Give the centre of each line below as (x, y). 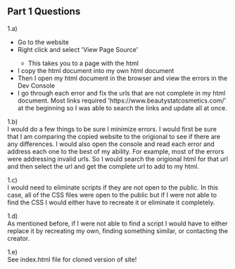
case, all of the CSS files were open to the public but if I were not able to (112, 195)
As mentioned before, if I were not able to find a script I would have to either (118, 223)
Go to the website (43, 42)
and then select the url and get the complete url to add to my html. (103, 166)
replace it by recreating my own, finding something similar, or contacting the (118, 230)
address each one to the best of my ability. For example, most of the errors (116, 151)
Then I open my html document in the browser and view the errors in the (122, 78)
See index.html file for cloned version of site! (72, 259)
